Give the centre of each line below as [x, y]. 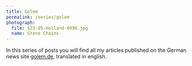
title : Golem [22, 11]
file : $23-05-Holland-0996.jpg [50, 28]
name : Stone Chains [35, 34]
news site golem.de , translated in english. [57, 57]
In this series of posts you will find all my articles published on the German [96, 50]
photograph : [21, 22]
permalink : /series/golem [38, 17]
